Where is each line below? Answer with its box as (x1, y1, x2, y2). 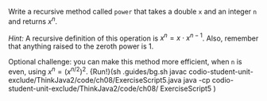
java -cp (183, 75, 211, 84)
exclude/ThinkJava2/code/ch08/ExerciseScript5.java (8, 75, 182, 84)
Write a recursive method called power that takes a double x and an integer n (8, 7, 257, 16)
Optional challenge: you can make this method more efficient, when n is (8, 57, 242, 67)
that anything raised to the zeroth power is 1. (8, 41, 154, 51)
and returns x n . (8, 15, 58, 26)
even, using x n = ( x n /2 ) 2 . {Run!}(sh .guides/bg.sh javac (8, 65, 188, 76)
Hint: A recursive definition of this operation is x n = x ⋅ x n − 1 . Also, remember (8, 32, 259, 43)
